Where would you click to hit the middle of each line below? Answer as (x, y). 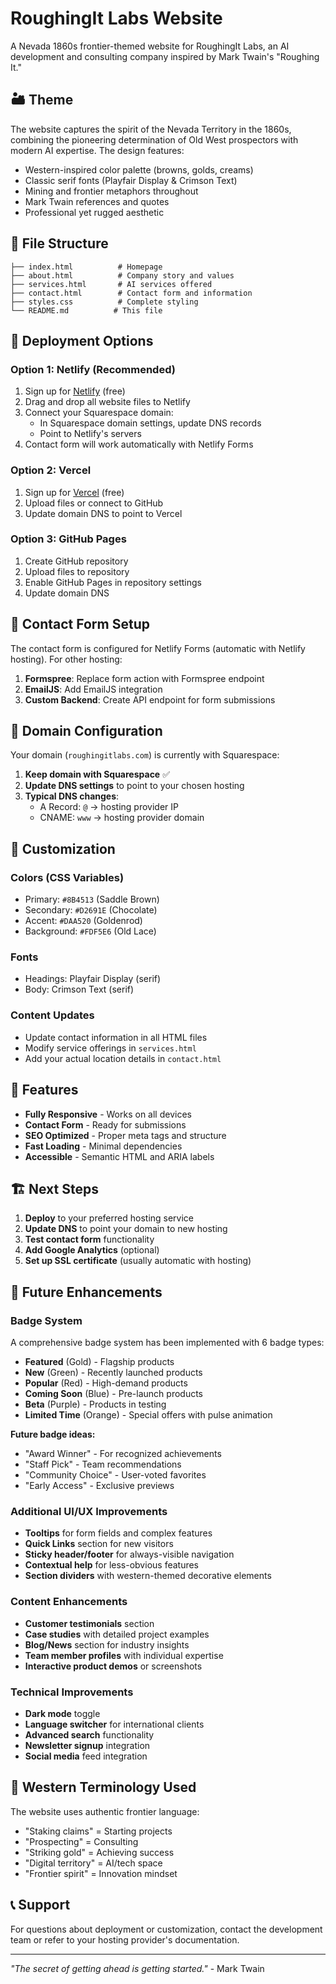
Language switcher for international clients (114, 1724)
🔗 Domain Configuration (86, 731)
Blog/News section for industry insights (107, 1644)
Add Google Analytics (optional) (92, 1250)
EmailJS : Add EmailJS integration (93, 689)
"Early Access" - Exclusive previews (99, 1486)
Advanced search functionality (89, 1734)
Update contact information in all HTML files (116, 1037)
